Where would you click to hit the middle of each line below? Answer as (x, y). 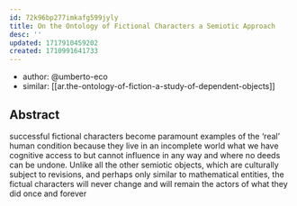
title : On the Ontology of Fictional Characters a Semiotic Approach (143, 26)
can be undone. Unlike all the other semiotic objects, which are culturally (144, 165)
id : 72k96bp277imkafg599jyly (64, 18)
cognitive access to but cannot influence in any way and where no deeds (145, 155)
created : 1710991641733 (54, 51)
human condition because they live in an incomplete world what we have (144, 146)
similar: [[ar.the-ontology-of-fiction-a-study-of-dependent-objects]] (149, 86)
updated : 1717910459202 (54, 43)
